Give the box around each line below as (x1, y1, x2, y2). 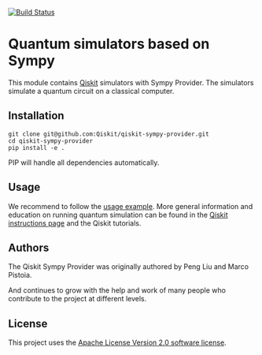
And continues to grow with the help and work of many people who (8, 286, 227, 295)
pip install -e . (8, 144, 65, 151)
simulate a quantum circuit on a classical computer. (8, 86, 175, 95)
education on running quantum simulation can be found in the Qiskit (8, 210, 228, 219)
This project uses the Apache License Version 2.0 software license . (8, 338, 227, 347)
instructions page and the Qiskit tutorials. (8, 218, 142, 228)
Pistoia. (8, 271, 32, 280)
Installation (8, 109, 65, 122)
